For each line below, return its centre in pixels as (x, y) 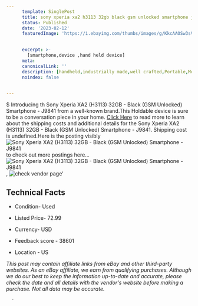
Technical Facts (36, 192)
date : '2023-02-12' (45, 28)
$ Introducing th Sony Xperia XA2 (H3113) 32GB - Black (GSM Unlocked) (94, 105)
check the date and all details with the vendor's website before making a (95, 282)
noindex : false (40, 77)
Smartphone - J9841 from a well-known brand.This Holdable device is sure (97, 111)
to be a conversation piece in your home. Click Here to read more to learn (95, 117)
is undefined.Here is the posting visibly (54, 136)
